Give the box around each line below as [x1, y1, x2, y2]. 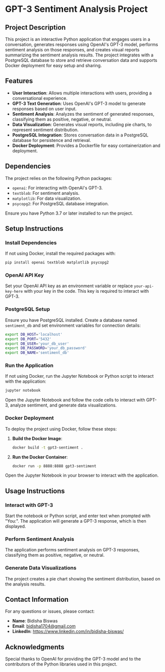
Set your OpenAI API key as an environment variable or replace [5, 283, 133, 289]
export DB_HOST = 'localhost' [5, 332, 63, 337]
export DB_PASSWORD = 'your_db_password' [5, 346, 87, 351]
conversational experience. [12, 95, 68, 101]
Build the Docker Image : [12, 435, 63, 441]
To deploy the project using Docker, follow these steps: [5, 426, 117, 432]
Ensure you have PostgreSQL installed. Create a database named [5, 317, 137, 323]
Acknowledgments [5, 643, 65, 651]
